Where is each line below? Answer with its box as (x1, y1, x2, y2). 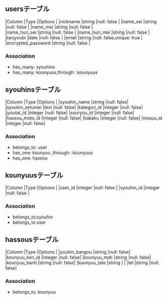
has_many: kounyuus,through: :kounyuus (12, 70, 98, 76)
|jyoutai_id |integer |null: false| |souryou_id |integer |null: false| (5, 109, 135, 115)
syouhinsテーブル (5, 85, 61, 94)
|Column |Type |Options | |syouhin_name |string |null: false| (5, 99, 129, 105)
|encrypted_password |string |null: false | (5, 40, 91, 46)
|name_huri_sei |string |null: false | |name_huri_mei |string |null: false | (5, 29, 150, 35)
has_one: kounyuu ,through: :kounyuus (12, 150, 93, 156)
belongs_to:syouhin (12, 214, 53, 220)
